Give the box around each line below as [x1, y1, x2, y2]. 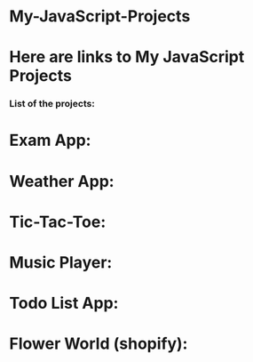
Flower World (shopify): [9, 334, 188, 354]
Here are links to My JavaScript [9, 47, 245, 68]
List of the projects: [9, 98, 95, 110]
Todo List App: [9, 294, 119, 313]
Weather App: [9, 171, 115, 191]
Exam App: [9, 131, 91, 150]
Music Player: [9, 253, 113, 273]
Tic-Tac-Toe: [9, 212, 107, 232]
